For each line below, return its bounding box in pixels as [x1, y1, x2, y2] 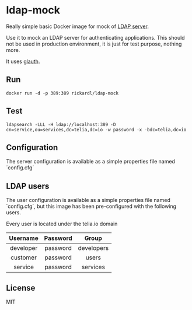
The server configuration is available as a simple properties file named [6, 158, 175, 165]
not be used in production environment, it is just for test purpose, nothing [6, 40, 182, 47]
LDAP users [6, 181, 50, 191]
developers [78, 244, 109, 252]
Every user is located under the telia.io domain [6, 220, 118, 228]
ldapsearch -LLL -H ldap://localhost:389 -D [6, 121, 116, 127]
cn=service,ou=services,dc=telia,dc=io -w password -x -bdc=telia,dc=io [6, 127, 187, 133]
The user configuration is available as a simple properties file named [6, 197, 170, 204]
